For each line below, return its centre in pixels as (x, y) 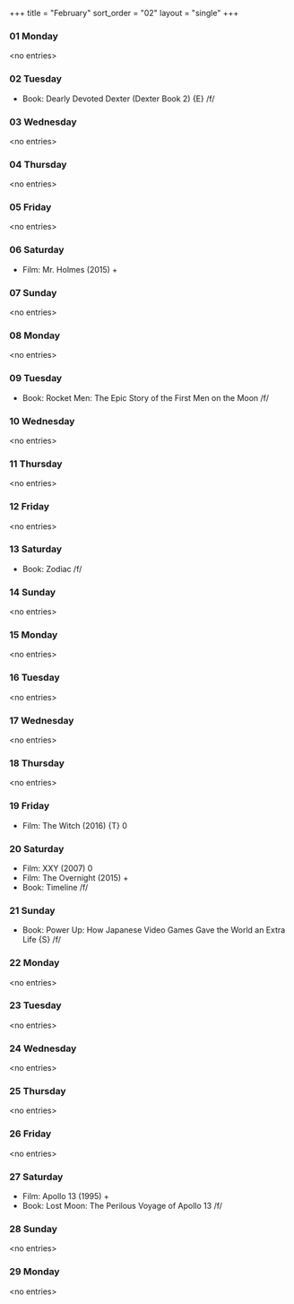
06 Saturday (37, 250)
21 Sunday (32, 910)
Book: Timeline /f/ (55, 887)
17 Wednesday (42, 720)
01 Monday (34, 36)
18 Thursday (37, 763)
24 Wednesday (43, 1048)
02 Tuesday (36, 79)
